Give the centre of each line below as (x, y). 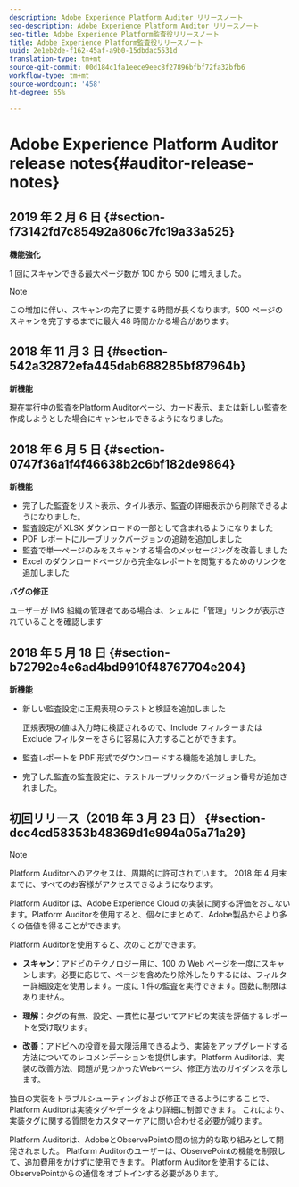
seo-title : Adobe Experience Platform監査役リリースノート (115, 34)
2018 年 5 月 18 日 (58, 652)
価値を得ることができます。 (75, 926)
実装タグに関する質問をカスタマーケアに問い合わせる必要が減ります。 (138, 1120)
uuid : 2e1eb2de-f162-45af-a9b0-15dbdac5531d (93, 51)
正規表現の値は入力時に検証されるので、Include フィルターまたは (142, 727)
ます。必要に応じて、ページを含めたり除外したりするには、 (147, 975)
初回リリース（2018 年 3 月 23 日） (106, 819)
